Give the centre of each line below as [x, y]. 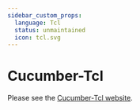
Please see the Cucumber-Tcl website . [70, 98]
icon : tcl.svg [38, 37]
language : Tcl [38, 23]
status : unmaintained [50, 30]
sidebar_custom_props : [45, 15]
